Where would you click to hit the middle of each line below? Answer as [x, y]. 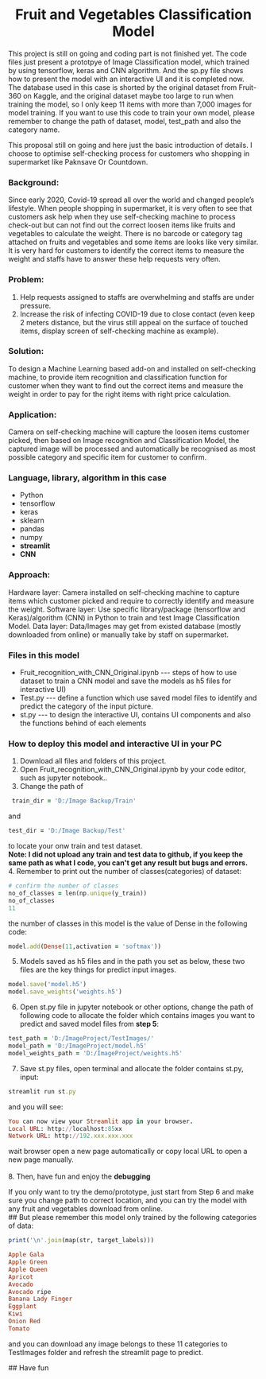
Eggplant [23, 1307]
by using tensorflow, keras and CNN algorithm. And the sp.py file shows [126, 70]
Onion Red [25, 1322]
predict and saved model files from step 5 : [89, 1024]
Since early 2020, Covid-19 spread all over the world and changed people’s [131, 200]
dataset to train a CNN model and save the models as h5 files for [125, 681]
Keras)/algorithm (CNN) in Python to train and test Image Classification [124, 617]
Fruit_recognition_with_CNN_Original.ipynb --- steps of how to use [128, 673]
